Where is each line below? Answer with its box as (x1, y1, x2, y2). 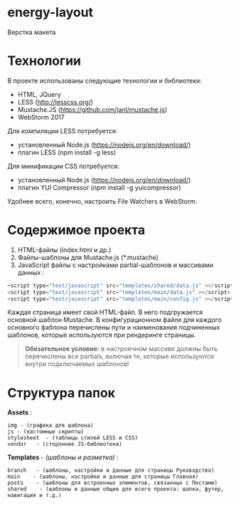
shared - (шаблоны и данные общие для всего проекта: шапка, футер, (7, 486, 224, 493)
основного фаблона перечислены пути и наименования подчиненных (7, 323, 221, 332)
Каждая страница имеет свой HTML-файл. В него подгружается (7, 308, 203, 317)
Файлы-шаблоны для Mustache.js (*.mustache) (17, 253, 159, 261)
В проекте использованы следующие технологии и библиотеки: (7, 76, 202, 85)
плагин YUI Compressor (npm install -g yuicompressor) (17, 183, 181, 192)
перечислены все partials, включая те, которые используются (24, 352, 215, 360)
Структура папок (7, 385, 116, 401)
